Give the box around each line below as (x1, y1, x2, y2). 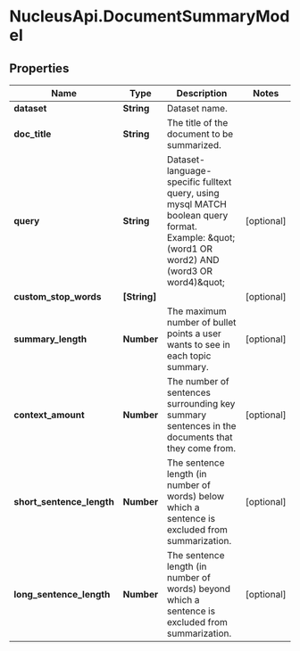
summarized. (166, 139, 221, 151)
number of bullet (166, 317, 237, 328)
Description (176, 87, 228, 99)
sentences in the (166, 420, 237, 432)
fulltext (202, 176, 232, 188)
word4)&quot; (166, 276, 225, 288)
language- (166, 165, 212, 177)
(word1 (166, 243, 198, 255)
